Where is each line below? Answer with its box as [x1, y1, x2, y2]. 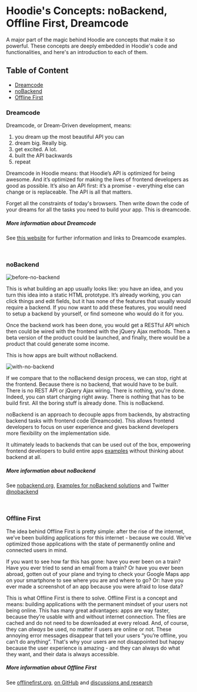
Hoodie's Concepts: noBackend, [6, 4, 168, 18]
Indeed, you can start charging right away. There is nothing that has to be [6, 393, 184, 401]
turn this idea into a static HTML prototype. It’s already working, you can [6, 291, 181, 298]
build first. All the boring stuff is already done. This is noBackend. [6, 400, 165, 407]
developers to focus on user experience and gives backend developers [6, 424, 179, 431]
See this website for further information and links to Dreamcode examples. [6, 234, 186, 242]
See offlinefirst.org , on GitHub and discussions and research [6, 678, 153, 686]
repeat [14, 158, 31, 165]
